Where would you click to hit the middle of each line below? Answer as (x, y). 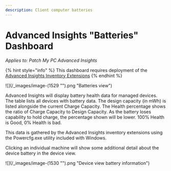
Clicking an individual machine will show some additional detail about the (82, 148)
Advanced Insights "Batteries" (72, 35)
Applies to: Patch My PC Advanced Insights (51, 60)
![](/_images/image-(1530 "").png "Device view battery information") (78, 163)
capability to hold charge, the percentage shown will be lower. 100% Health (85, 117)
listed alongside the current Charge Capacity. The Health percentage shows (85, 106)
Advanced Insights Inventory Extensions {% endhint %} (64, 76)
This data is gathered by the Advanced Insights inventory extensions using (84, 132)
